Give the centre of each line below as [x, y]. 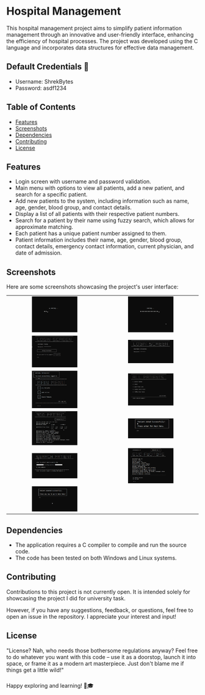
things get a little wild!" [35, 670]
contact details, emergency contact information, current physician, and [104, 247]
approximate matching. [44, 227]
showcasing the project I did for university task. [66, 598]
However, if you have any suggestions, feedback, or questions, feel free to [100, 610]
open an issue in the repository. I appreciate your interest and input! [92, 616]
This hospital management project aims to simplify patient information [94, 28]
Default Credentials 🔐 [48, 67]
